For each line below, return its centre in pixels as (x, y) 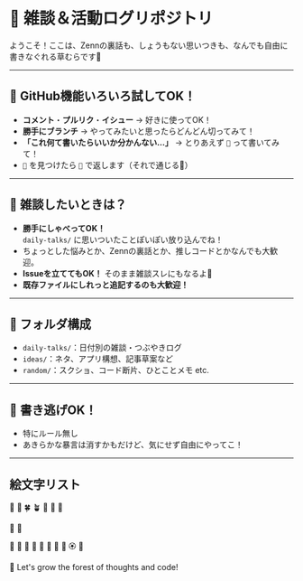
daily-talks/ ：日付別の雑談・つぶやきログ (102, 348)
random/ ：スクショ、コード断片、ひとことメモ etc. (116, 370)
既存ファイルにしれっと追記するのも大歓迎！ (106, 285)
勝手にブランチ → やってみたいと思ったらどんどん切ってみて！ (138, 131)
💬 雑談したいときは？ (68, 205)
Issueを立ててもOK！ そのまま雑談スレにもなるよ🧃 (117, 273)
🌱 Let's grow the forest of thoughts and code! (94, 567)
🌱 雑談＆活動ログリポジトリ (111, 19)
